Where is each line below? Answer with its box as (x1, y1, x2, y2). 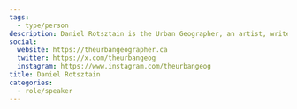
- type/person (17, 21, 69, 30)
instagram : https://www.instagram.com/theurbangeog (17, 62, 212, 71)
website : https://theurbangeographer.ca (17, 46, 168, 54)
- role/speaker (17, 86, 73, 95)
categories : (9, 78, 53, 87)
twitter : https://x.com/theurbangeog (17, 54, 156, 62)
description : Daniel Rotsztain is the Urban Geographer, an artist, (9, 29, 267, 38)
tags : (9, 12, 29, 22)
